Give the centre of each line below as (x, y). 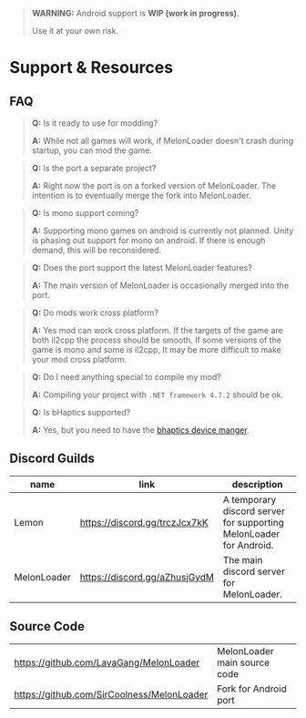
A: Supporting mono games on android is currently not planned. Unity (163, 231)
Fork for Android (252, 689)
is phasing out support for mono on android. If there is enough (148, 240)
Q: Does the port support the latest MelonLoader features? (142, 267)
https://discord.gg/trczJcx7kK (144, 522)
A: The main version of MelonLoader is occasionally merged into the (160, 285)
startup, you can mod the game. (92, 150)
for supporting (253, 522)
